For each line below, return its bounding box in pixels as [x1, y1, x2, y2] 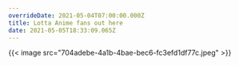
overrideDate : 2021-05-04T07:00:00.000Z [8, 11, 145, 20]
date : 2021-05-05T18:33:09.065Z [8, 26, 116, 34]
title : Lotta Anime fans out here [8, 19, 124, 27]
